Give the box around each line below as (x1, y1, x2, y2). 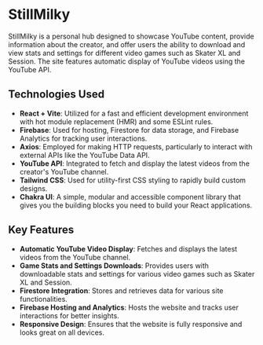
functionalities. (19, 294, 68, 303)
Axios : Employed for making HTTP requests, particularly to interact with (19, 141, 253, 151)
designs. (19, 183, 48, 193)
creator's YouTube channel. (19, 167, 109, 176)
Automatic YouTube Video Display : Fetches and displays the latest (19, 244, 238, 253)
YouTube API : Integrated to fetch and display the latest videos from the (19, 159, 250, 168)
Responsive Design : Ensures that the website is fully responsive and (19, 319, 243, 328)
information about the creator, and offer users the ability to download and (8, 39, 246, 49)
